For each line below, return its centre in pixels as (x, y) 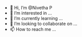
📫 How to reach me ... (33, 29)
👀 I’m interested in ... (31, 13)
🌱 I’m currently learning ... (36, 18)
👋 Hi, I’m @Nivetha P (31, 8)
